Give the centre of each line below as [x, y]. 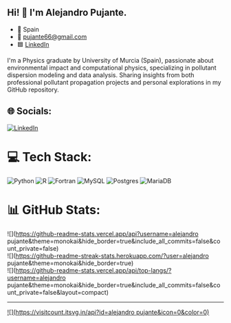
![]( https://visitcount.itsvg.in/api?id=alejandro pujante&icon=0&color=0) [108, 312]
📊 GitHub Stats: [54, 210]
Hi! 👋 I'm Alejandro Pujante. [67, 13]
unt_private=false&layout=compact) [58, 292]
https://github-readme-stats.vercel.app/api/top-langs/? [93, 270]
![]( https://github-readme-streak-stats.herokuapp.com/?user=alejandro [108, 256]
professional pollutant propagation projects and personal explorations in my [114, 82]
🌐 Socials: [30, 111]
